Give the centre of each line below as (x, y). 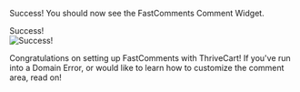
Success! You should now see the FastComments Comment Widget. (137, 13)
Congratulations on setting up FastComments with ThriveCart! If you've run (150, 58)
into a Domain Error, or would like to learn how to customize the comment (147, 68)
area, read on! (35, 77)
